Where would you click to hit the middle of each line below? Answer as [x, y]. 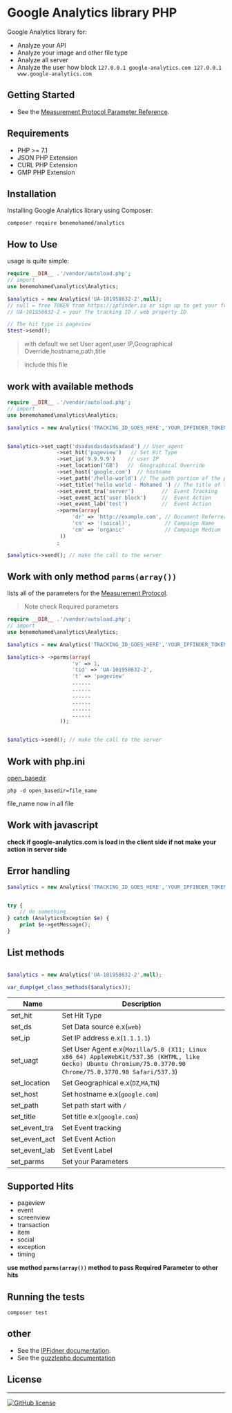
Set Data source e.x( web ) [101, 1027]
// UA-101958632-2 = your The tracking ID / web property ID [97, 312]
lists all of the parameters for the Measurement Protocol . [87, 593]
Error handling [39, 871]
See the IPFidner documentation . [64, 1350]
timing [26, 1254]
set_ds [21, 1027]
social [26, 1239]
